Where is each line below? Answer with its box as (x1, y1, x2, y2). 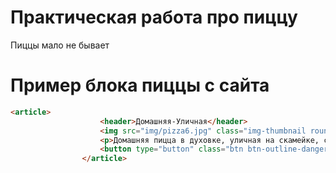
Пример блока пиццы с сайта (10, 74, 270, 97)
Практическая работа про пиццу (10, 6, 298, 29)
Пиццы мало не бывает (10, 39, 110, 51)
